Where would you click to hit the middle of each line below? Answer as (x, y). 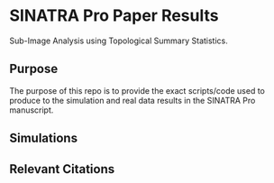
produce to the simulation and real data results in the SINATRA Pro (132, 100)
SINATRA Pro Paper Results (114, 16)
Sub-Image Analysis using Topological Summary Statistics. (119, 41)
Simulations (44, 138)
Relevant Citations (62, 169)
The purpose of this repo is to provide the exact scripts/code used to (137, 90)
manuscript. (32, 110)
